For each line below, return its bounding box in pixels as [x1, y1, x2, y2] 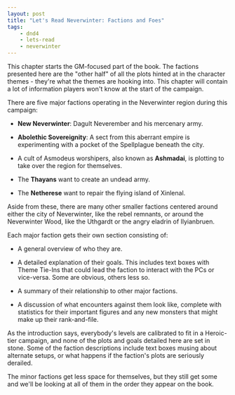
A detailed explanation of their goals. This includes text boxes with [17, 258, 210, 266]
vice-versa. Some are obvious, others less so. [17, 273, 150, 281]
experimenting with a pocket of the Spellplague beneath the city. [17, 141, 205, 148]
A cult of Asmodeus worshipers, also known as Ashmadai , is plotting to [17, 154, 224, 162]
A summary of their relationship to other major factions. [17, 287, 177, 295]
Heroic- [205, 329, 227, 337]
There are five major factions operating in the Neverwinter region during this [7, 98, 228, 106]
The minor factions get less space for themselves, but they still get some [7, 373, 217, 380]
